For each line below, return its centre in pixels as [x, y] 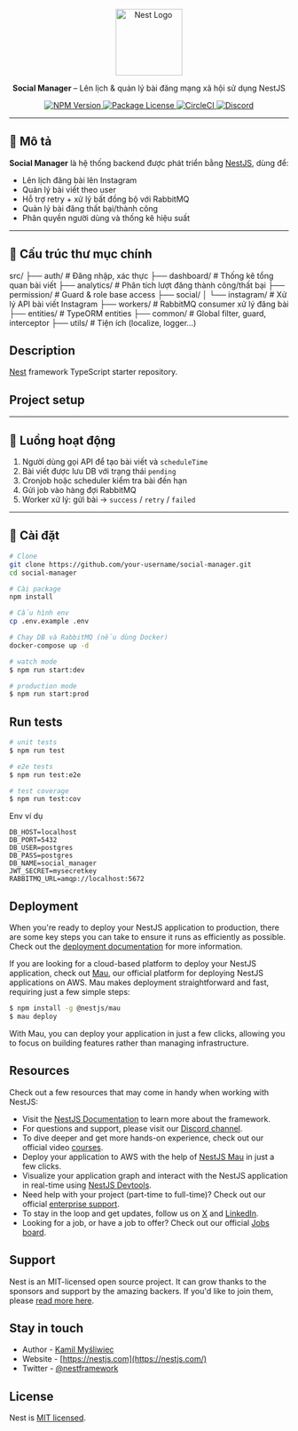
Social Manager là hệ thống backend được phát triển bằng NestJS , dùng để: [149, 163]
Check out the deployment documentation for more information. [126, 947]
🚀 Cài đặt [35, 536]
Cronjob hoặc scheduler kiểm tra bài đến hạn [105, 481]
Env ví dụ [26, 816]
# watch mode [33, 662]
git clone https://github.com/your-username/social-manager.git [130, 564]
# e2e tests [31, 767]
